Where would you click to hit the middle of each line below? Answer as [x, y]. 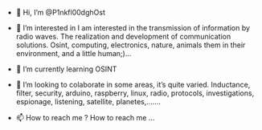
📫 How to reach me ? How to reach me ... [85, 118]
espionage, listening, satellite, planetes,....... [88, 102]
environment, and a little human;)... [74, 53]
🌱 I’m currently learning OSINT [66, 69]
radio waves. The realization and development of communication [123, 37]
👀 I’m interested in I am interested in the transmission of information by [133, 28]
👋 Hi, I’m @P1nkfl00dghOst [61, 12]
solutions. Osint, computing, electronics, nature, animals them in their [131, 45]
